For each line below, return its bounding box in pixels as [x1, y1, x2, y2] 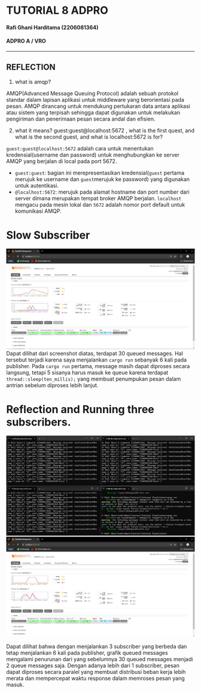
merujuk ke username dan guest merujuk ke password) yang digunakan [14, 175, 190, 183]
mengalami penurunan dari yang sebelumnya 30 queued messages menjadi [6, 655, 193, 662]
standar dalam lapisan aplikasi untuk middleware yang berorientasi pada [6, 96, 184, 103]
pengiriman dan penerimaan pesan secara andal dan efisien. [6, 115, 156, 122]
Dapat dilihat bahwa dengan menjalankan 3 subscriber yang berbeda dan [6, 643, 187, 650]
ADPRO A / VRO [6, 37, 46, 45]
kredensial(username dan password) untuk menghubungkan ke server [6, 151, 179, 158]
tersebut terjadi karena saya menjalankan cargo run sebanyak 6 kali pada [6, 356, 187, 363]
